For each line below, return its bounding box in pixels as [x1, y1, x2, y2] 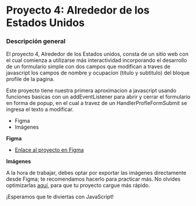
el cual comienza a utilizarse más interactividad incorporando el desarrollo [6, 57, 187, 64]
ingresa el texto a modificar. [6, 106, 74, 113]
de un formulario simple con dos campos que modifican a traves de [6, 63, 171, 70]
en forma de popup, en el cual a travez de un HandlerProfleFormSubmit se [6, 100, 187, 107]
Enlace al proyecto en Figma [14, 146, 84, 153]
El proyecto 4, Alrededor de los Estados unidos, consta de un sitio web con [6, 51, 189, 58]
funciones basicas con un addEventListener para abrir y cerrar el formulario [6, 93, 191, 100]
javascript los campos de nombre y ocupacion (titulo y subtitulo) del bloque [6, 69, 190, 77]
